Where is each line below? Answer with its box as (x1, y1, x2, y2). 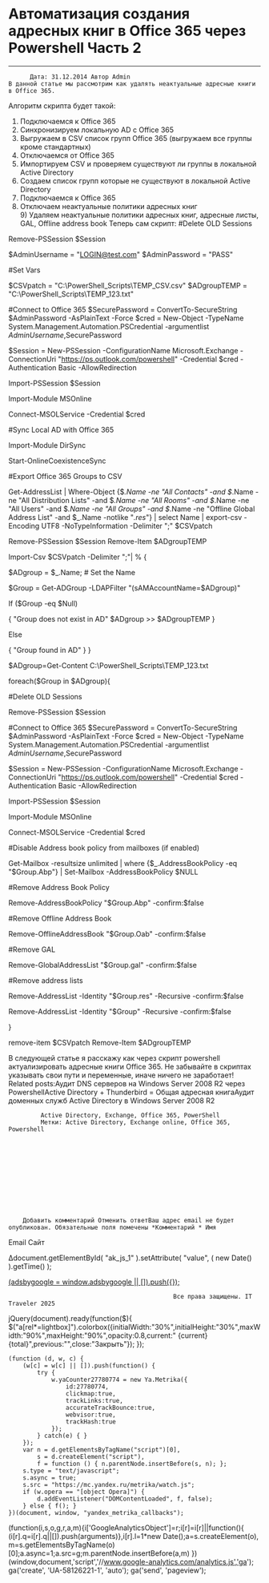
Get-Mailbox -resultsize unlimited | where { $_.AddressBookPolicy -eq (8, 858, 238, 868)
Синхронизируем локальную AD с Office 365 (19, 125, 175, 135)
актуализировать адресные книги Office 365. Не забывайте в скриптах (8, 1061, 252, 1071)
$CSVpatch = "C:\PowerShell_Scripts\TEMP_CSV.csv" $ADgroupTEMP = (8, 280, 248, 290)
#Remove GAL (8, 945, 56, 954)
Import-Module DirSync (8, 440, 86, 449)
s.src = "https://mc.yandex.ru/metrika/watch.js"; (22, 1480, 195, 1488)
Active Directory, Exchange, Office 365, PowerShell (40, 1111, 220, 1119)
